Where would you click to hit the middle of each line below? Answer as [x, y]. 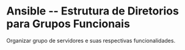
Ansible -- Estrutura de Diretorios [92, 11]
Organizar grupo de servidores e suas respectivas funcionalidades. [91, 40]
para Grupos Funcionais [68, 24]
